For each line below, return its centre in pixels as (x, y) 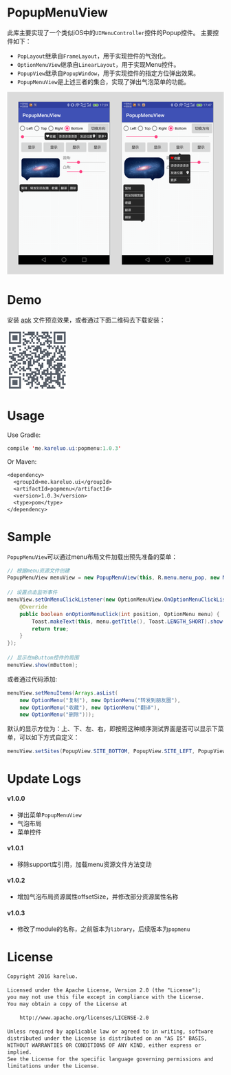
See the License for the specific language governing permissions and (110, 1059)
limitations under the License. (53, 1066)
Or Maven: (22, 461)
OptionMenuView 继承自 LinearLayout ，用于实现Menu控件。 (98, 64)
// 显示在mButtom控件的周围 (43, 658)
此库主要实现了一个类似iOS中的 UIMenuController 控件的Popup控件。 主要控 (113, 32)
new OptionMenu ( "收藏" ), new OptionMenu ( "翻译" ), (90, 708)
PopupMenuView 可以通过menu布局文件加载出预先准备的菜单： (92, 557)
